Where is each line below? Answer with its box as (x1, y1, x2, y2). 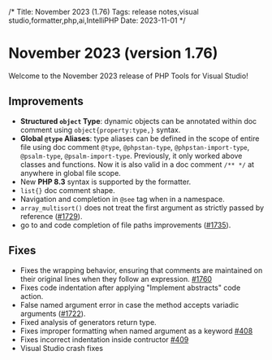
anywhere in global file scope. (19, 168, 122, 178)
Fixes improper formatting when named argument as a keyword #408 (19, 326, 253, 336)
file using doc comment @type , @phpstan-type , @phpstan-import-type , (19, 142, 250, 151)
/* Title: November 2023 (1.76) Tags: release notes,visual (8, 7, 199, 16)
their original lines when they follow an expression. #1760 (19, 274, 213, 283)
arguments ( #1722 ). (19, 309, 86, 318)
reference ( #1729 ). (19, 211, 83, 221)
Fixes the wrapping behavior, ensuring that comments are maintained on (19, 265, 263, 275)
